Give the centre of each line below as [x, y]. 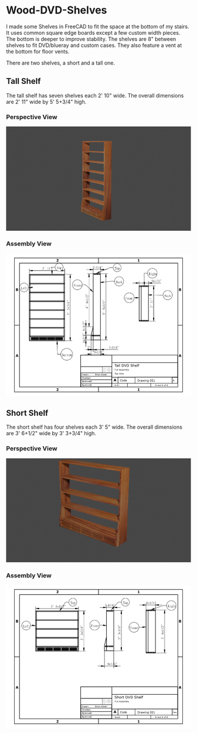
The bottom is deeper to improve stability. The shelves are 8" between [91, 39]
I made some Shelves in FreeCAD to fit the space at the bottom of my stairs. [98, 26]
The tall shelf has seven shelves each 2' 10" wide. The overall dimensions [95, 95]
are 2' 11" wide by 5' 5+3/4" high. [46, 102]
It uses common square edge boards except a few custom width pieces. [93, 32]
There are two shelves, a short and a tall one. [61, 63]
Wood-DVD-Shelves [57, 10]
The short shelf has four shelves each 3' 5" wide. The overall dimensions [94, 427]
